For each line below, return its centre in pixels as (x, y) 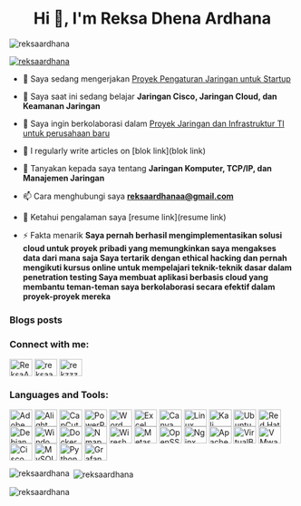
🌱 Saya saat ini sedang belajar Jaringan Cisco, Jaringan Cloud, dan (150, 96)
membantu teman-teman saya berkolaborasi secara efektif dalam (149, 287)
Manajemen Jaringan (63, 178)
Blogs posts (36, 319)
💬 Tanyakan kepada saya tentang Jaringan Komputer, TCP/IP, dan (147, 168)
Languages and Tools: (59, 395)
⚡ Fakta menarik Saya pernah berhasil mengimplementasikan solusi (152, 235)
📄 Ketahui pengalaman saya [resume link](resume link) (124, 217)
